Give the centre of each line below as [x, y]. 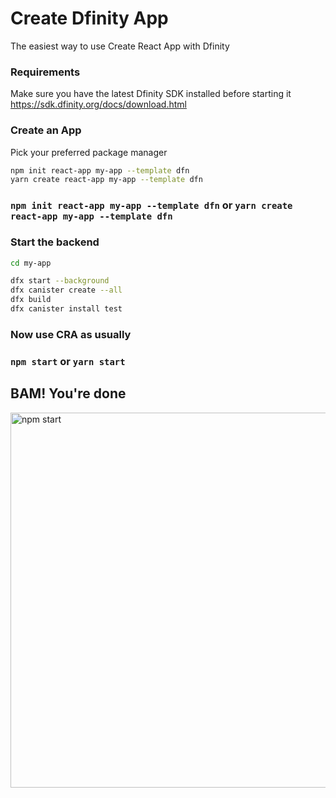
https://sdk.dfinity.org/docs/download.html [98, 104]
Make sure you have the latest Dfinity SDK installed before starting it [151, 94]
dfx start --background [60, 281]
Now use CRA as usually [71, 334]
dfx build [31, 300]
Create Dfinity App [89, 18]
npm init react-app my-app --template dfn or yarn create [151, 205]
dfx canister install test [66, 309]
